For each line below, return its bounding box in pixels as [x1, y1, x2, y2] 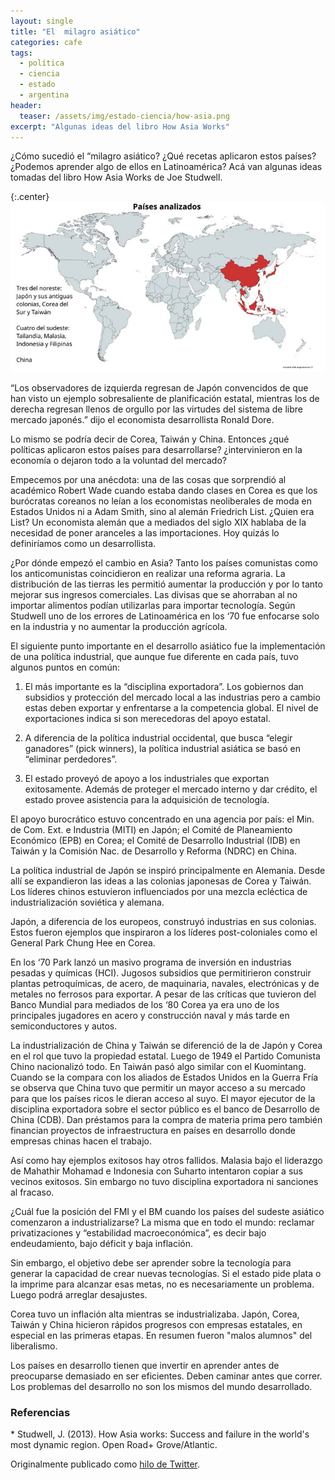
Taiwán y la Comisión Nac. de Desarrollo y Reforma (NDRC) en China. [10, 845, 298, 857]
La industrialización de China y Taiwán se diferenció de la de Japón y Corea [10, 1039, 323, 1051]
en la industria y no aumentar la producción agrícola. [10, 620, 228, 632]
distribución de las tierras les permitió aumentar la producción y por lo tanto [10, 578, 323, 590]
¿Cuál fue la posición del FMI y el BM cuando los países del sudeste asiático [10, 1205, 325, 1217]
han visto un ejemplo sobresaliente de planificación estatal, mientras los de [10, 392, 320, 404]
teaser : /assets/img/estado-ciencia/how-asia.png [19, 111, 230, 121]
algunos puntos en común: [10, 661, 121, 673]
